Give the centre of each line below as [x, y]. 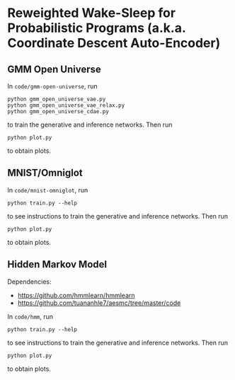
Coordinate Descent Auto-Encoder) [114, 43]
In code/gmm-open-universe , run [52, 86]
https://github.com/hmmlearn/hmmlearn [76, 295]
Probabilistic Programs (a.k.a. [97, 28]
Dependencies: [29, 282]
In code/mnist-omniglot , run [48, 190]
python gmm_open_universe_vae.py [57, 99]
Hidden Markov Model [57, 264]
